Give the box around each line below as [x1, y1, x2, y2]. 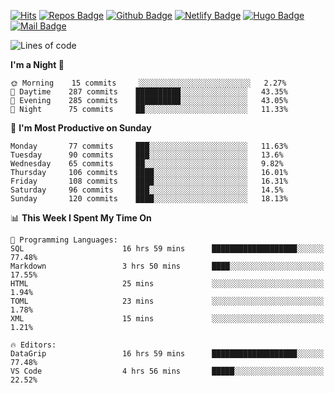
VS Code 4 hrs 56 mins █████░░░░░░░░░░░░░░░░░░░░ [10, 366, 325, 376]
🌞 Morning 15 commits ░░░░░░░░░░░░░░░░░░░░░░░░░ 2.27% [10, 78, 287, 88]
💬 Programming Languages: [10, 235, 118, 245]
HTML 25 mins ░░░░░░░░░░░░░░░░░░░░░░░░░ [10, 279, 325, 289]
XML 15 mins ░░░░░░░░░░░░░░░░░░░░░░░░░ [10, 314, 325, 324]
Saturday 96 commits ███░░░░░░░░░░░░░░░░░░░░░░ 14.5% [10, 185, 284, 195]
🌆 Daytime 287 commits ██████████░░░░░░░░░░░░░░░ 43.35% [10, 87, 288, 97]
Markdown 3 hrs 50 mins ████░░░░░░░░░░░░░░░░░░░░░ [10, 261, 325, 271]
